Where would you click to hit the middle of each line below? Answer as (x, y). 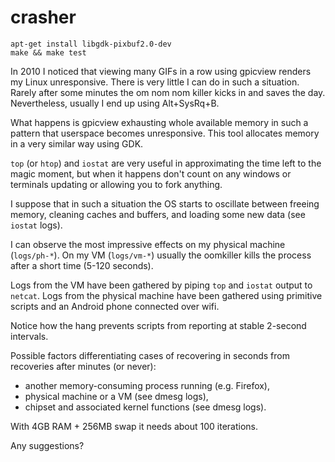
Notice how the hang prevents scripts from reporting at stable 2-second (158, 325)
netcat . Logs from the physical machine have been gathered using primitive (166, 295)
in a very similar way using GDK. (77, 143)
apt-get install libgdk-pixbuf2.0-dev (91, 44)
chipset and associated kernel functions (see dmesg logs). (145, 407)
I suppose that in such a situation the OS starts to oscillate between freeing (165, 203)
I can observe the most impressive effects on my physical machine (148, 244)
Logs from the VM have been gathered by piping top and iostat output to (161, 285)
